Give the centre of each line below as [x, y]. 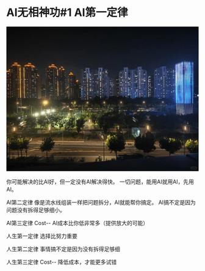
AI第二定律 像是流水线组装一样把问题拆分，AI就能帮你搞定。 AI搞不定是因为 [101, 202]
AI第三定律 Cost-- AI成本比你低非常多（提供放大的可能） [77, 223]
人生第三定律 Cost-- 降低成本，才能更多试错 [62, 262]
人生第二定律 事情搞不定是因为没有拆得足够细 [63, 249]
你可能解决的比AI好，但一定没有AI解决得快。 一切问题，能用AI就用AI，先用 [100, 182]
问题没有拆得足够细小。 [36, 210]
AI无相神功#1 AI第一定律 [67, 13]
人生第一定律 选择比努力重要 [42, 236]
